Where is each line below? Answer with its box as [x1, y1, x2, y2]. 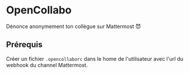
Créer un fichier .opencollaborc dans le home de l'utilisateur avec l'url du [6, 55, 184, 62]
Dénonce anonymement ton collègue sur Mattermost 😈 [6, 23, 141, 30]
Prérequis [6, 40, 43, 50]
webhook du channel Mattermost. [6, 61, 88, 68]
